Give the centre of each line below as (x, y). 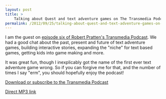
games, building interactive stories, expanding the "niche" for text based (79, 48)
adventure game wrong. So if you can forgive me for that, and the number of (83, 68)
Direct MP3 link (21, 92)
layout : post (19, 10)
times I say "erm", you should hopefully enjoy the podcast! (65, 73)
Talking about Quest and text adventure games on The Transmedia (83, 19)
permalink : (16, 23)
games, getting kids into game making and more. (55, 53)
